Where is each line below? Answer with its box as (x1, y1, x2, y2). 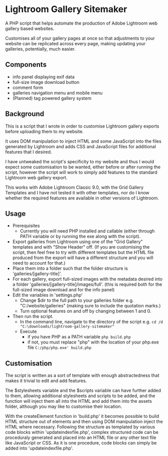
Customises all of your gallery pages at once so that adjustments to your (5, 35, 155, 41)
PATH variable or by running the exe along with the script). (20, 234, 141, 240)
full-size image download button (12, 79, 80, 85)
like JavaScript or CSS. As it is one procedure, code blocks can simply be (5, 440, 157, 446)
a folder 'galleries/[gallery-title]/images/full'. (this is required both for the (12, 281, 162, 287)
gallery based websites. (5, 25, 55, 31)
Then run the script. (12, 313, 54, 319)
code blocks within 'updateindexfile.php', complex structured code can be (5, 429, 159, 435)
